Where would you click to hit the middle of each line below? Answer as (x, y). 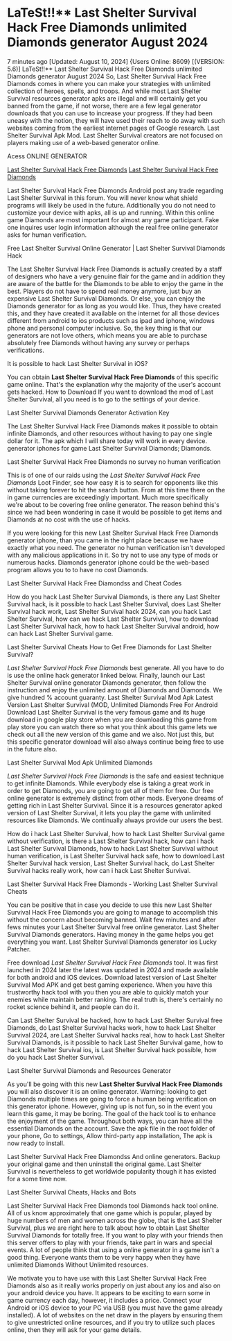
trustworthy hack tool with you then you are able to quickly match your (108, 992)
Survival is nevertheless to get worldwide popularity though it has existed (112, 1171)
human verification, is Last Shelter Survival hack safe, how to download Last (116, 856)
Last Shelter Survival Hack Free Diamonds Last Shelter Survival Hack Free (113, 169)
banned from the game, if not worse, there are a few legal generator (104, 106)
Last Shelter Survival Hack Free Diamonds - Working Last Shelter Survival (113, 884)
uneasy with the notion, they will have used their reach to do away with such (116, 120)
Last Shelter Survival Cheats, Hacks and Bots (72, 1192)
